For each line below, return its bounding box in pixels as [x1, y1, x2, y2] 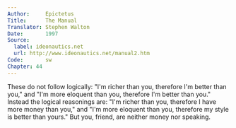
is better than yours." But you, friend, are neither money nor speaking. [7, 112, 211, 121]
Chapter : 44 [7, 63, 42, 70]
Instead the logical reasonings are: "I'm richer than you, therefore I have [7, 97, 217, 106]
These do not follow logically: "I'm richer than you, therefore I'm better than [7, 82, 228, 91]
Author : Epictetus [7, 10, 74, 18]
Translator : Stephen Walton [7, 23, 90, 30]
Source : [7, 37, 30, 44]
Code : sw [7, 57, 52, 64]
